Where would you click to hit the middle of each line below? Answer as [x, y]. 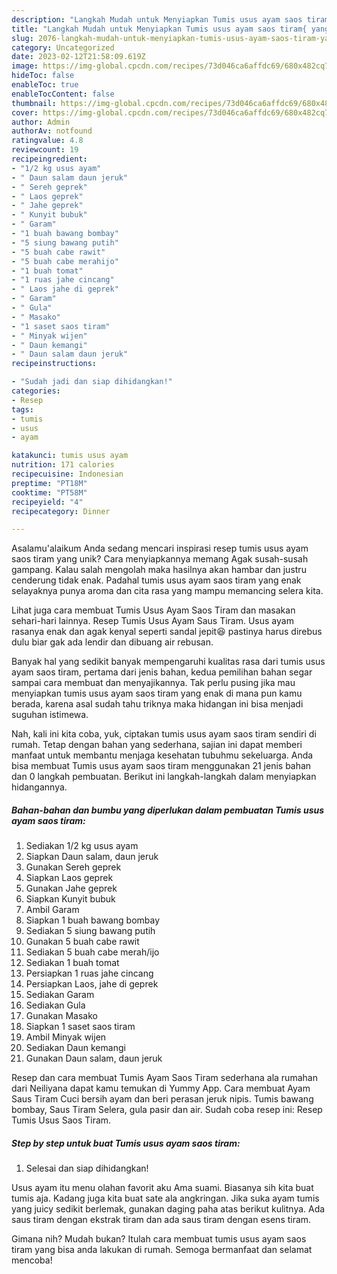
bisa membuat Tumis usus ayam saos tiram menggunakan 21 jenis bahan [161, 766]
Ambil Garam [52, 910]
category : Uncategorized [63, 47]
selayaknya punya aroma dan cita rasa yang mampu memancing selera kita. [167, 591]
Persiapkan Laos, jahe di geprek [92, 984]
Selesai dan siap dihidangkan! [87, 1168]
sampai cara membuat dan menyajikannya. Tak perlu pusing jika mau [153, 683]
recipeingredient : [49, 159]
